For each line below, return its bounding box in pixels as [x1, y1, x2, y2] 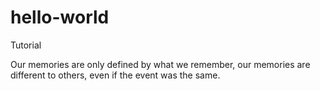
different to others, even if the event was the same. [10, 69, 221, 81]
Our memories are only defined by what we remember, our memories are [10, 58, 311, 70]
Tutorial [10, 39, 42, 51]
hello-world [10, 6, 110, 29]
